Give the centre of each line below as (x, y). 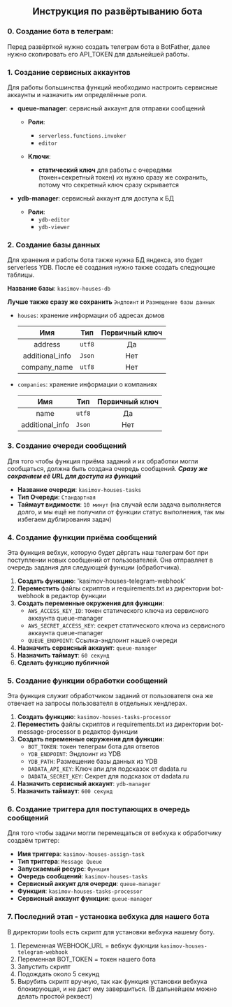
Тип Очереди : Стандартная (57, 497)
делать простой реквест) (55, 996)
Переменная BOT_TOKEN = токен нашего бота (86, 959)
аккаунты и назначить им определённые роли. (77, 94)
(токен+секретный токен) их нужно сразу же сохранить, (123, 177)
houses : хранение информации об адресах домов (91, 316)
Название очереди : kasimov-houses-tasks (79, 489)
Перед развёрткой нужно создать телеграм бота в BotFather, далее (109, 46)
